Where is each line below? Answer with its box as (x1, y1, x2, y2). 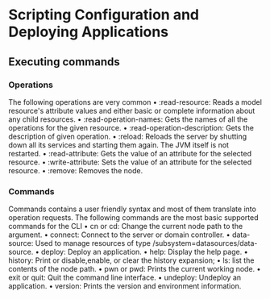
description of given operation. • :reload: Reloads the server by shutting (8, 131, 247, 141)
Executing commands (8, 55, 120, 69)
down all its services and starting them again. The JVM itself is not (8, 139, 230, 150)
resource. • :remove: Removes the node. (8, 165, 143, 175)
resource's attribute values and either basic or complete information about (8, 106, 255, 115)
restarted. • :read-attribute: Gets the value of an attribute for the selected (8, 148, 252, 158)
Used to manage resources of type (35, 239, 152, 248)
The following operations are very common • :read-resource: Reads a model (8, 97, 262, 106)
